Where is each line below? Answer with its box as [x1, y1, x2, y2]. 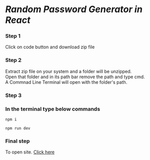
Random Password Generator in [5, 4, 143, 15]
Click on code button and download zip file [5, 44, 95, 50]
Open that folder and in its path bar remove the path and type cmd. [5, 74, 145, 80]
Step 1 [5, 33, 21, 40]
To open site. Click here [5, 149, 55, 155]
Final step [5, 137, 30, 144]
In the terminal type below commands [5, 105, 100, 112]
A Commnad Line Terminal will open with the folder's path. [5, 79, 128, 85]
